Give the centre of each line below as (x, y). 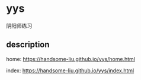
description (28, 45)
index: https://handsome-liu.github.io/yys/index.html (70, 71)
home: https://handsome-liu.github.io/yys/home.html (70, 59)
